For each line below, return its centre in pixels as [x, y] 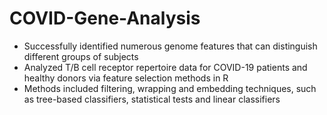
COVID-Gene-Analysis [105, 18]
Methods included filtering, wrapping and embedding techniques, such [170, 88]
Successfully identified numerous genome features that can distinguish [170, 46]
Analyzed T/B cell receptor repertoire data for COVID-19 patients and [165, 67]
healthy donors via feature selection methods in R [126, 78]
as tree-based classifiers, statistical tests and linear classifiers [152, 99]
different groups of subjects [81, 56]
